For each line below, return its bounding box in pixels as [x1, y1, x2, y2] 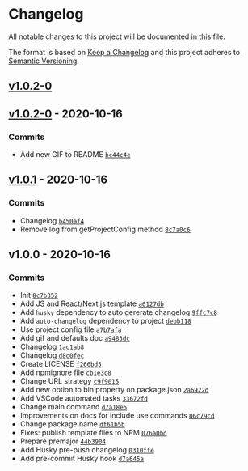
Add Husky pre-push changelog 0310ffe [19, 445, 155, 455]
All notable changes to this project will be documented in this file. [8, 32, 226, 41]
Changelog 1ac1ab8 [19, 342, 85, 352]
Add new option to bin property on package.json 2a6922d [19, 385, 209, 395]
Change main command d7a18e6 [19, 402, 128, 412]
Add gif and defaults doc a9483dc [19, 333, 131, 343]
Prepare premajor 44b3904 [19, 436, 107, 446]
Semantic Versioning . [8, 56, 79, 66]
